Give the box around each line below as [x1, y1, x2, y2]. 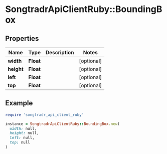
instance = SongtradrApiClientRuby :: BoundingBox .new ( [5, 121, 120, 126]
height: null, [10, 130, 39, 136]
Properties [5, 34, 39, 43]
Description [45, 49, 74, 56]
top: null [10, 140, 30, 145]
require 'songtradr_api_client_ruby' [5, 112, 84, 117]
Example [5, 99, 33, 107]
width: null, [10, 126, 37, 131]
